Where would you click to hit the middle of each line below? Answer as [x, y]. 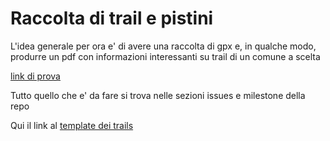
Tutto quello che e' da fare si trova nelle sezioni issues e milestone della [158, 95]
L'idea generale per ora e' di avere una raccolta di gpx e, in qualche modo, [163, 46]
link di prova [35, 76]
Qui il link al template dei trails [72, 125]
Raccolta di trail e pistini [112, 18]
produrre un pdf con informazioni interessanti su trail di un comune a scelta [165, 56]
